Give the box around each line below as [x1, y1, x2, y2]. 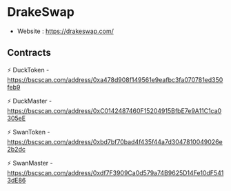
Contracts [7, 47, 52, 59]
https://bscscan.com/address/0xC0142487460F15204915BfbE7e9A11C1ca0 [7, 106, 222, 114]
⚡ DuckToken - [7, 66, 50, 74]
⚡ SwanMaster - [7, 159, 53, 167]
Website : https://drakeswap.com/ [17, 27, 114, 35]
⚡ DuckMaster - [7, 97, 52, 105]
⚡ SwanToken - [7, 128, 50, 136]
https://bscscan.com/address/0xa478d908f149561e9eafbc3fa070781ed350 [7, 75, 223, 83]
